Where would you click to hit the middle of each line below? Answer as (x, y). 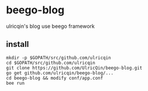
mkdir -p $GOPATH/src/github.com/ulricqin (58, 58)
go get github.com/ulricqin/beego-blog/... (60, 73)
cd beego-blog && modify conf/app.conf (55, 78)
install (18, 44)
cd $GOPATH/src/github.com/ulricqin (51, 63)
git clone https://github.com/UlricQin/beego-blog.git (74, 68)
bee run (16, 83)
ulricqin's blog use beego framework (50, 26)
